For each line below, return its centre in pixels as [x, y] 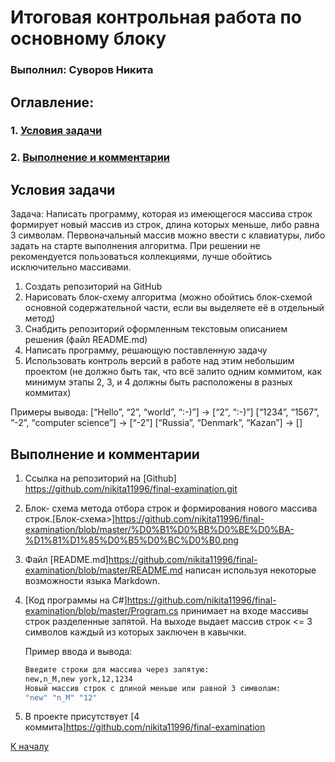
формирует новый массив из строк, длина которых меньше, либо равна [165, 225]
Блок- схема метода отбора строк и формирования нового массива [171, 508]
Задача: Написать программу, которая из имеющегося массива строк [161, 214]
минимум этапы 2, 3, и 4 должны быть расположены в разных [158, 382]
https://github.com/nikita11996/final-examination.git [131, 488]
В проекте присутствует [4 [82, 717]
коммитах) [48, 393]
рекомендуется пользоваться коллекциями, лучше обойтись [141, 257]
